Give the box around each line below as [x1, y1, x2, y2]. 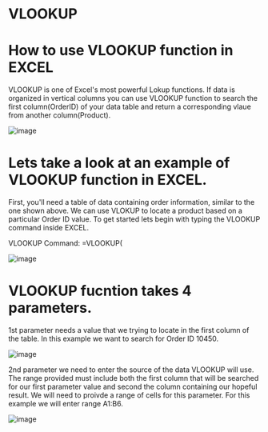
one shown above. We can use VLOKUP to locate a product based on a [8, 206, 242, 216]
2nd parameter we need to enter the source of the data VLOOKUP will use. [8, 365, 254, 374]
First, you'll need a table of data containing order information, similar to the [8, 198, 255, 207]
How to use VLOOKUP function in [8, 42, 234, 60]
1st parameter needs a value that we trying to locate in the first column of [8, 326, 250, 334]
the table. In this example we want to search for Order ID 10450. [8, 334, 219, 343]
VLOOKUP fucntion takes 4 [8, 282, 192, 300]
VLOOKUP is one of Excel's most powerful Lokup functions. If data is [8, 85, 236, 94]
